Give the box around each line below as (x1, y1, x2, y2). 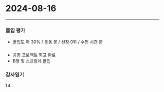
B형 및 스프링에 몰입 (12, 58, 51, 64)
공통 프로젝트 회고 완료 (12, 52, 56, 58)
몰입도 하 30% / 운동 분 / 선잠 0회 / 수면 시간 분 (12, 39, 103, 45)
